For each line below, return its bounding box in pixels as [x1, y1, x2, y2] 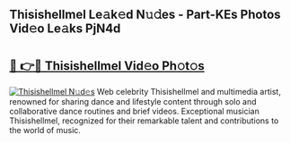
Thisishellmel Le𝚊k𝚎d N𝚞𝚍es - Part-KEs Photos [9, 7, 281, 22]
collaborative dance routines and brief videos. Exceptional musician [9, 106, 260, 116]
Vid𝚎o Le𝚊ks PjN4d [9, 21, 121, 37]
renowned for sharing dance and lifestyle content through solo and [9, 97, 257, 106]
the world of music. [9, 125, 81, 135]
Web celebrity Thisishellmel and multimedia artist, [97, 87, 281, 97]
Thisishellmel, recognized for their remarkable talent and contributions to [9, 115, 279, 126]
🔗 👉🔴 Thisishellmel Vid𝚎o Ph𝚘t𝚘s [9, 58, 205, 73]
